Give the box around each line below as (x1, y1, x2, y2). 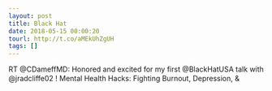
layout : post (8, 11, 53, 20)
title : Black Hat (8, 19, 67, 28)
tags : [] (8, 42, 38, 50)
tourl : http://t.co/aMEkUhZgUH (8, 34, 114, 43)
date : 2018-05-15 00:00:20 (8, 27, 100, 35)
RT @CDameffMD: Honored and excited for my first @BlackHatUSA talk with (8, 64, 264, 74)
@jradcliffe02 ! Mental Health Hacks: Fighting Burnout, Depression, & (8, 74, 240, 84)
